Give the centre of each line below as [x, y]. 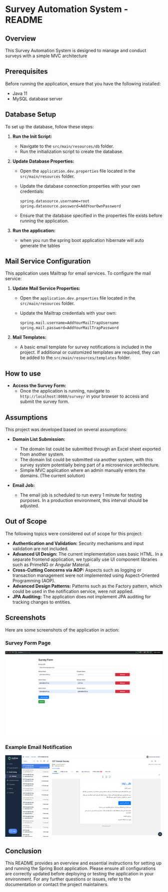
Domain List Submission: [39, 439]
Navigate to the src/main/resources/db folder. [67, 146]
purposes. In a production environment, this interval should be [84, 500]
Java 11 [20, 93]
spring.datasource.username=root [55, 201]
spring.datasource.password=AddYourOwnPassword [70, 206]
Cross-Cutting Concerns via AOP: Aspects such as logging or [77, 570]
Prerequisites [26, 72]
